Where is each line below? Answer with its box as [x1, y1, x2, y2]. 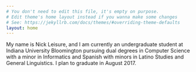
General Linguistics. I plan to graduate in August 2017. [6, 60, 137, 67]
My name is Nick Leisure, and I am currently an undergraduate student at [6, 41, 184, 48]
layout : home [6, 25, 38, 31]
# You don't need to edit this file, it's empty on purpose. [6, 8, 160, 15]
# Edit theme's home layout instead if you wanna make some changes [6, 14, 178, 20]
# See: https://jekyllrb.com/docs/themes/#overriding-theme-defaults [6, 19, 181, 25]
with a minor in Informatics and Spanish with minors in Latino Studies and [6, 53, 184, 60]
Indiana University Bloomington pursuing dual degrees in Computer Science [6, 47, 190, 54]
